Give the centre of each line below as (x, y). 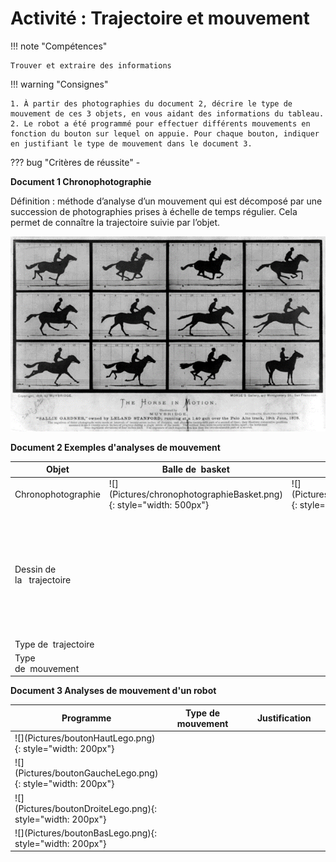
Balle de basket (195, 469)
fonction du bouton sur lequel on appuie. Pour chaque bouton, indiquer (165, 133)
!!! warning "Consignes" (59, 84)
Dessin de (35, 569)
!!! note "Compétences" (59, 46)
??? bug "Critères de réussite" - (75, 162)
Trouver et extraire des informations (91, 65)
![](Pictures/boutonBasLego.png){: (85, 833)
